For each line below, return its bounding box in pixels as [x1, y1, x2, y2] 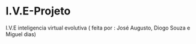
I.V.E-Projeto [5, 4, 71, 18]
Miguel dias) [5, 30, 37, 37]
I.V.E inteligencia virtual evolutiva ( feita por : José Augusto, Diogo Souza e [5, 24, 191, 31]
